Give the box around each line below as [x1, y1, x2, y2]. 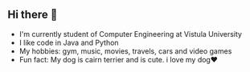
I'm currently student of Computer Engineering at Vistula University [18, 29, 243, 38]
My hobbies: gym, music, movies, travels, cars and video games [18, 46, 232, 56]
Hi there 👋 [7, 8, 58, 22]
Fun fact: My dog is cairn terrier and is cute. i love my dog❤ [18, 54, 219, 64]
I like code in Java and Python [18, 38, 119, 47]
